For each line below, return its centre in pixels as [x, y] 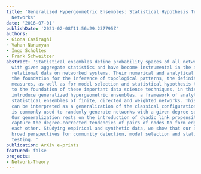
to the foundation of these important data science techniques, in [98, 90]
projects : [19, 156]
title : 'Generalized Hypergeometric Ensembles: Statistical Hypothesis [97, 12]
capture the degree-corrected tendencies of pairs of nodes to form [99, 123]
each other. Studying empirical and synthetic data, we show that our [101, 129]
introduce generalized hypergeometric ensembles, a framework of [95, 95]
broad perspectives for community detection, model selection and [96, 134]
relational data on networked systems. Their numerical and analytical [103, 73]
